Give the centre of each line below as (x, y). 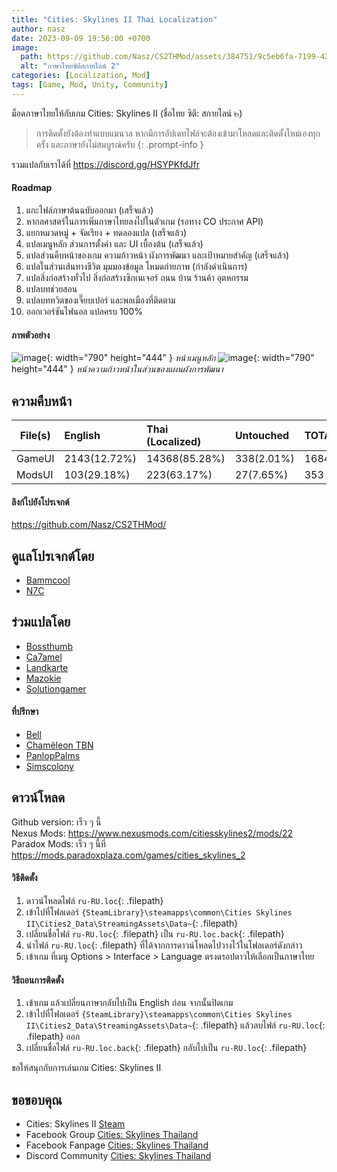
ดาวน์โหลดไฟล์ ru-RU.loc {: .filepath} (94, 901)
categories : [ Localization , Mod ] (81, 76)
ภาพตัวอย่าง (31, 335)
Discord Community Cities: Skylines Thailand (118, 1156)
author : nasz (38, 29)
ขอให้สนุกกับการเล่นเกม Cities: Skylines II (86, 1068)
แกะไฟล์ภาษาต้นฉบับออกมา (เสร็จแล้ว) (89, 210)
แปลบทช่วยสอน (51, 288)
